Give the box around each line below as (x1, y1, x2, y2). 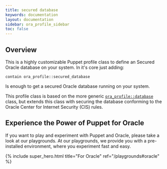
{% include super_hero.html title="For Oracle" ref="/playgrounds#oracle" (5, 153, 160, 159)
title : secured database (5, 7, 58, 13)
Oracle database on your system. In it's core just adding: (5, 64, 124, 70)
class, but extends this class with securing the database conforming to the (5, 98, 162, 105)
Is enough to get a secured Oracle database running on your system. (5, 83, 150, 89)
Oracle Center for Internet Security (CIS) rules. (5, 104, 103, 110)
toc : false (5, 27, 29, 32)
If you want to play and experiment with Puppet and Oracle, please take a (5, 132, 160, 138)
